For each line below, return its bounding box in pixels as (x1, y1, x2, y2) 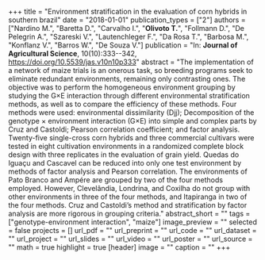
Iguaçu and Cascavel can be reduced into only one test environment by (8, 159, 242, 167)
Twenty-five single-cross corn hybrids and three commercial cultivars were (8, 133, 255, 142)
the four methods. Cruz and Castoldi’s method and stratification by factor (8, 201, 248, 209)
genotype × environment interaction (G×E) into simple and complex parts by (8, 117, 257, 125)
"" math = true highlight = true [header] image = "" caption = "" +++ (8, 243, 231, 252)
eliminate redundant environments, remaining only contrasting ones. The (8, 75, 246, 83)
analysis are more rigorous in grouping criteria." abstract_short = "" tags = (8, 209, 251, 218)
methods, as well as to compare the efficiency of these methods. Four (8, 99, 237, 109)
